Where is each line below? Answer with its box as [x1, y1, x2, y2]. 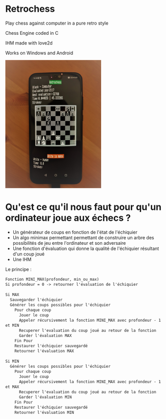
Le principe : [5, 266, 32, 272]
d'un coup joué [12, 250, 45, 257]
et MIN [5, 323, 19, 328]
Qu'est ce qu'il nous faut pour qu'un [5, 201, 162, 213]
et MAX [5, 384, 19, 389]
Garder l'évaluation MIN [18, 394, 72, 400]
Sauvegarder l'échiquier [10, 297, 63, 302]
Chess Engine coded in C [5, 30, 59, 36]
